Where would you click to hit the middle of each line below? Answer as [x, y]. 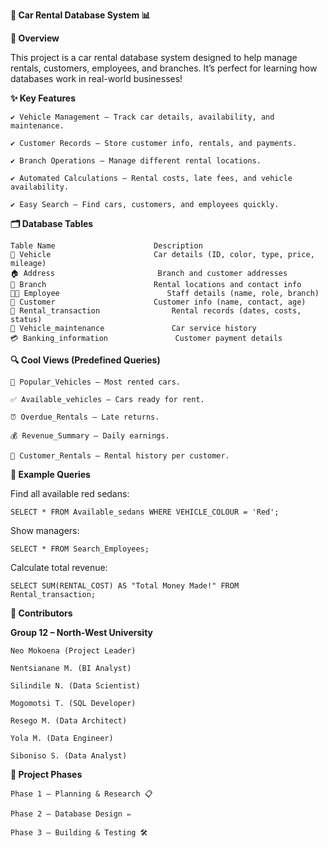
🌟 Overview [35, 38]
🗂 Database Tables [52, 223]
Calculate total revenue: [59, 567]
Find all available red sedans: [70, 493]
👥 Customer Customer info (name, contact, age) [158, 302]
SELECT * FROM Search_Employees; [80, 549]
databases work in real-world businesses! [96, 78]
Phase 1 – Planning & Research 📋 [81, 794]
